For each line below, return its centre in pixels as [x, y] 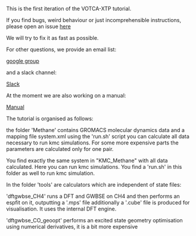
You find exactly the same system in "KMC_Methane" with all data [87, 161]
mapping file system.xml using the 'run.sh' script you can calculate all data [98, 136]
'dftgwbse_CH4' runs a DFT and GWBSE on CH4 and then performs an [93, 196]
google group [23, 61]
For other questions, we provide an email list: [61, 49]
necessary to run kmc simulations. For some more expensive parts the [92, 143]
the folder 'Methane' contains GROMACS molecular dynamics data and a [95, 130]
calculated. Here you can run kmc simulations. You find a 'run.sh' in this [94, 167]
